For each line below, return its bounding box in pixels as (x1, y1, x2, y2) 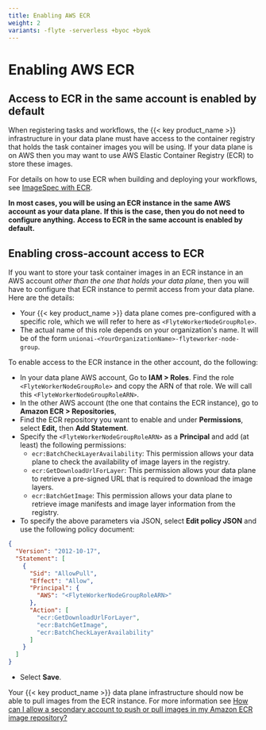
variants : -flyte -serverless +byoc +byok (8, 26, 151, 34)
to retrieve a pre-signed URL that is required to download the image (31, 474, 253, 484)
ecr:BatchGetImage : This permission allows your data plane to (31, 491, 233, 501)
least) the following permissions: (19, 440, 127, 450)
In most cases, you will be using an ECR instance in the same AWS (8, 198, 231, 208)
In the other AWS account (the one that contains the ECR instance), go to (19, 398, 259, 408)
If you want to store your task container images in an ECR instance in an (8, 267, 244, 278)
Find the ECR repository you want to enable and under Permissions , (19, 415, 244, 425)
